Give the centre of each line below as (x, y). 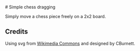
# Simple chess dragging (30, 7)
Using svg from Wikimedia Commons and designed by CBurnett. (70, 43)
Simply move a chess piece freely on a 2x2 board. (56, 16)
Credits (17, 32)
